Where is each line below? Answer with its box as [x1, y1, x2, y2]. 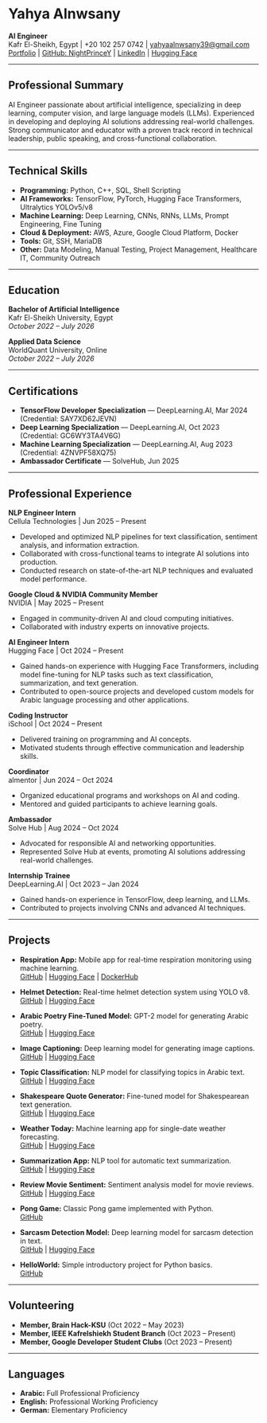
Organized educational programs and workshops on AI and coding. [19, 791, 240, 800]
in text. [19, 1236, 43, 1245]
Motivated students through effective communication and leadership [19, 743, 245, 753]
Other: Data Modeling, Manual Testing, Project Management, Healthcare [19, 244, 257, 254]
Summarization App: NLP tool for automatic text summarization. [19, 1155, 232, 1165]
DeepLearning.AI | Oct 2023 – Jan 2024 [8, 879, 139, 889]
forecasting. [19, 1132, 60, 1141]
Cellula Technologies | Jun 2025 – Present [8, 517, 147, 526]
